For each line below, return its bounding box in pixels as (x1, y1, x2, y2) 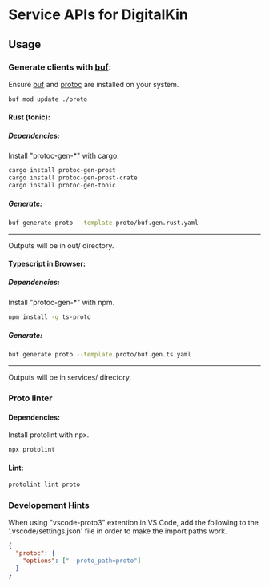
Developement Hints (8, 500, 90, 511)
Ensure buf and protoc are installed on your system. (8, 79, 179, 89)
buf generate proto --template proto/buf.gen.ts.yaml (8, 351, 192, 359)
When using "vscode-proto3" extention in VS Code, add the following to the (8, 518, 259, 528)
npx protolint (8, 446, 56, 454)
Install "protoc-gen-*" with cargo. (8, 151, 120, 161)
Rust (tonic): (8, 112, 50, 122)
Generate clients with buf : (8, 62, 112, 73)
